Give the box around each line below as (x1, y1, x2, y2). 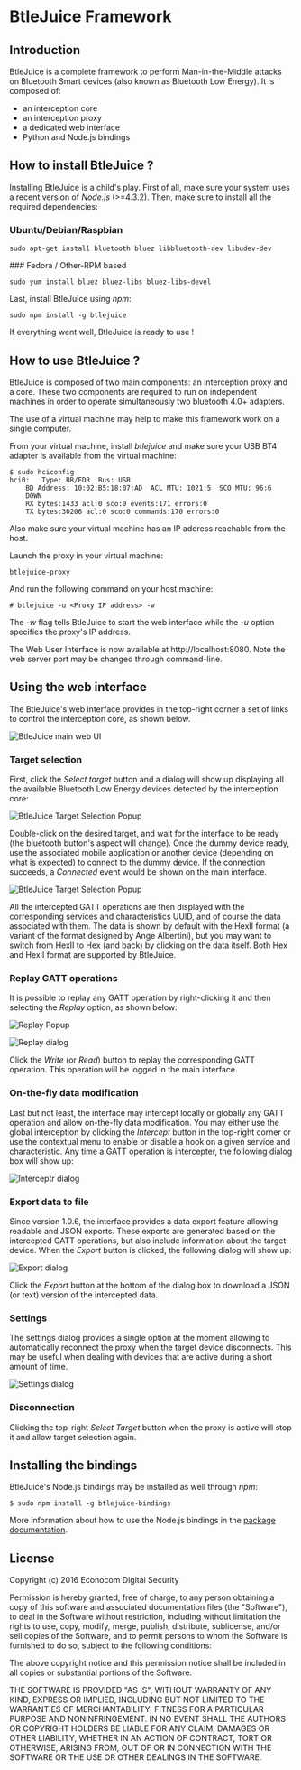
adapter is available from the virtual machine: (9, 450, 178, 461)
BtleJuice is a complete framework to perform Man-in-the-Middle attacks (9, 66, 282, 77)
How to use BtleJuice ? (9, 352, 141, 368)
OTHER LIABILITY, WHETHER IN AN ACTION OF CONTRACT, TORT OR (9, 1733, 272, 1744)
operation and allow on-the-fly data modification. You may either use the (9, 1117, 279, 1128)
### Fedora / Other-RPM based (9, 260, 127, 271)
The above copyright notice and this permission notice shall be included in (9, 1658, 286, 1669)
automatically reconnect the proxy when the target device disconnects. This (9, 1342, 292, 1353)
